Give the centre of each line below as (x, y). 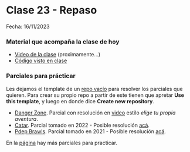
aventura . (26, 119)
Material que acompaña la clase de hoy (63, 42)
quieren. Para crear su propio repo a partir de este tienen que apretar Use (95, 95)
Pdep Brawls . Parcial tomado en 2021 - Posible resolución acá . (90, 131)
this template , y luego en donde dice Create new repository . (80, 101)
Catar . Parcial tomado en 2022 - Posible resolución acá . (82, 125)
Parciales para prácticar (41, 76)
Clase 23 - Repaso (52, 10)
